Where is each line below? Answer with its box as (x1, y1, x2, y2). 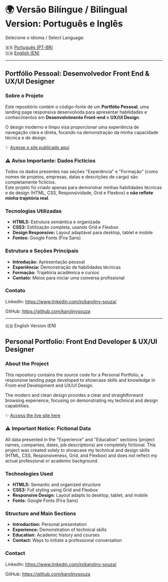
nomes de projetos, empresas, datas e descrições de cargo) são (5, 174, 138, 180)
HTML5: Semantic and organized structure (12, 481, 101, 488)
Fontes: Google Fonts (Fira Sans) (12, 235, 81, 241)
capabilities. (5, 402, 30, 408)
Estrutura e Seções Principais (5, 247, 79, 254)
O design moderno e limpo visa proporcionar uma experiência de (5, 124, 139, 130)
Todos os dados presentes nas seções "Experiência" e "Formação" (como (5, 168, 158, 174)
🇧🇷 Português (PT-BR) (5, 44, 53, 50)
